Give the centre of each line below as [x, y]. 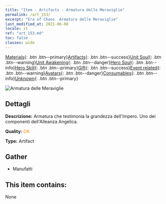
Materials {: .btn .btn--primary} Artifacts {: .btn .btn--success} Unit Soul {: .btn [84, 57]
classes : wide [20, 43]
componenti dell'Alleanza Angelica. [41, 121]
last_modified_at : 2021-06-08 [37, 24]
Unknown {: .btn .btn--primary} [47, 78]
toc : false [17, 38]
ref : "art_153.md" [24, 33]
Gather [16, 157]
